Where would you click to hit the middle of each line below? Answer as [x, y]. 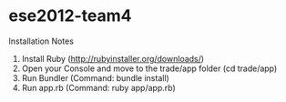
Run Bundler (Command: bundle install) [95, 77]
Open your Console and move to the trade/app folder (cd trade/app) [149, 68]
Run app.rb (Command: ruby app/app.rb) [99, 87]
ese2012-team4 [71, 16]
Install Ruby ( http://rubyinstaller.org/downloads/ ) [113, 58]
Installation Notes [41, 41]
